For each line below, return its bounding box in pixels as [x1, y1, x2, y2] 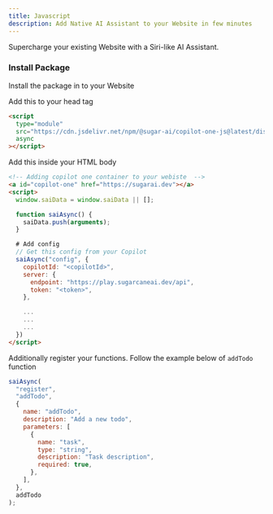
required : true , [37, 461, 93, 469]
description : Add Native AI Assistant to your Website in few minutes [8, 20, 253, 28]
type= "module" [15, 120, 63, 128]
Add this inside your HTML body [8, 157, 117, 167]
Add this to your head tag [8, 96, 93, 106]
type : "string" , [37, 446, 93, 454]
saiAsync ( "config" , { [15, 256, 89, 264]
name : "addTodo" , [23, 408, 82, 416]
